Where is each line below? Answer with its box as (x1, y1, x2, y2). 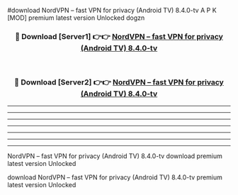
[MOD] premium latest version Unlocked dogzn (7, 13, 145, 22)
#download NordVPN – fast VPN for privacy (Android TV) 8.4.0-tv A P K (7, 6, 217, 14)
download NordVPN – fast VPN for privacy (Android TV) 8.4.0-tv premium (7, 173, 223, 182)
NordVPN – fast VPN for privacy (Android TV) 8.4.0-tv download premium (7, 152, 223, 160)
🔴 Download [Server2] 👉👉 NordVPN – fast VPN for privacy (13, 77, 225, 87)
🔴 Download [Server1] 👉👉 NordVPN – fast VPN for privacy (15, 31, 223, 41)
